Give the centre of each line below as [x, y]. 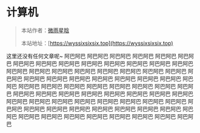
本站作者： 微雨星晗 [45, 30]
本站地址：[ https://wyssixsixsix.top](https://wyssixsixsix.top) [97, 43]
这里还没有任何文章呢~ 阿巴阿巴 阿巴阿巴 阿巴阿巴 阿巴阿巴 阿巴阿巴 [92, 56]
